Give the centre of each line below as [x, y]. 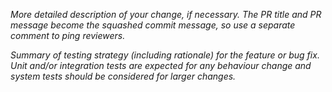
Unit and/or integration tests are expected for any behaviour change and [161, 65]
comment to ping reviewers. [68, 35]
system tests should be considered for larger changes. [123, 76]
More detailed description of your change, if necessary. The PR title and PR [166, 14]
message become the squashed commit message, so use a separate [153, 25]
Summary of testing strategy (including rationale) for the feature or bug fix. [165, 55]
